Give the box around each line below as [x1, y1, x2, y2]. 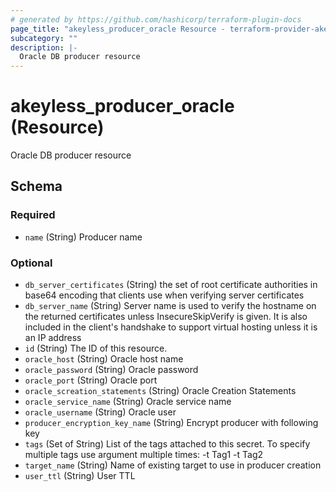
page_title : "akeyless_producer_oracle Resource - [10, 24, 226, 34]
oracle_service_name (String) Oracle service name [24, 396, 232, 408]
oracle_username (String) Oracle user [24, 406, 177, 418]
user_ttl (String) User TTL [24, 470, 136, 482]
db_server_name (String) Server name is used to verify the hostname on [24, 300, 317, 312]
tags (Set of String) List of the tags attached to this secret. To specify [24, 438, 311, 450]
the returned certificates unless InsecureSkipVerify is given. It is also [24, 311, 308, 323]
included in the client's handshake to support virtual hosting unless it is [24, 321, 318, 333]
